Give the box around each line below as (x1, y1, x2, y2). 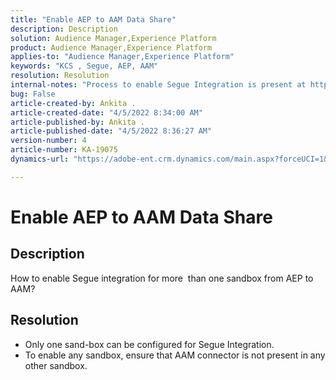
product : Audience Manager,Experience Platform (10, 42, 213, 53)
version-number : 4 (10, 136, 87, 146)
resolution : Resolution (10, 71, 110, 81)
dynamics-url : (10, 154, 70, 164)
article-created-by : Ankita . (10, 98, 137, 108)
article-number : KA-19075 (10, 145, 118, 155)
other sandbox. (24, 359, 88, 371)
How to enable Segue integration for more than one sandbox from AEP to (10, 272, 314, 284)
